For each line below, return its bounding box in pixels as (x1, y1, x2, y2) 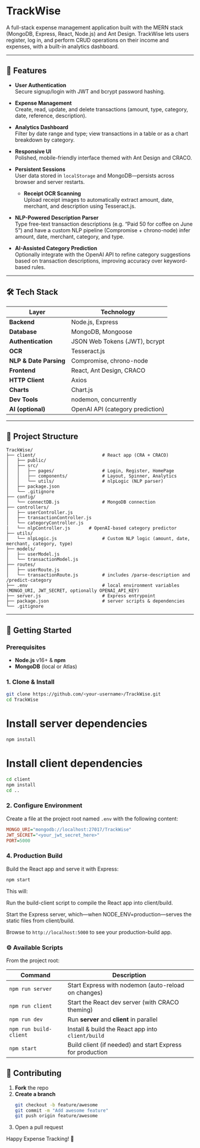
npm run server (9, 985, 52, 992)
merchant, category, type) (6, 541, 73, 547)
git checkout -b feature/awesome (14, 1102, 98, 1108)
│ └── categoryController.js (6, 520, 84, 526)
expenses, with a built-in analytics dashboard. (6, 43, 119, 50)
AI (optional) (9, 405, 46, 413)
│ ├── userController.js (6, 510, 73, 516)
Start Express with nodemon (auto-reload (67, 981, 185, 989)
